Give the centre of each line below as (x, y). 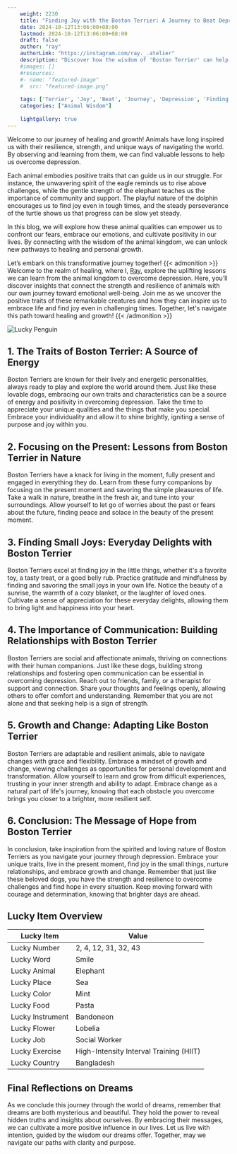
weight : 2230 (39, 14)
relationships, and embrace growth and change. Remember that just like (112, 871)
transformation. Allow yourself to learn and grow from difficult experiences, (117, 776)
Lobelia (87, 1028)
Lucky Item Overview (55, 916)
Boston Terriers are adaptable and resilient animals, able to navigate (106, 753)
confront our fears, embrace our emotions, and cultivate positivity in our (112, 234)
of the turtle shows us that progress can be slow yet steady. (95, 213)
